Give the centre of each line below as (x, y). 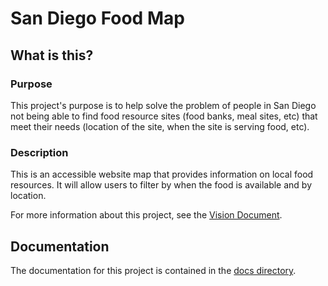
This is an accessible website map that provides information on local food (162, 174)
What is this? (52, 55)
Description (39, 152)
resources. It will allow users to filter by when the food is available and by (161, 185)
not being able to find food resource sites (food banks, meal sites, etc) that (164, 116)
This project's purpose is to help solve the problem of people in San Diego (163, 105)
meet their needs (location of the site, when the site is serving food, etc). (160, 126)
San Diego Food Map (97, 18)
